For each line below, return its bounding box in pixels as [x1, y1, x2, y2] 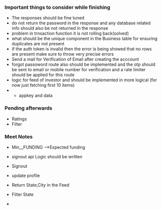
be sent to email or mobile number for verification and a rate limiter [11, 67, 146, 73]
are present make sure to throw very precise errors [11, 51, 114, 57]
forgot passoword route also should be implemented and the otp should [11, 61, 156, 67]
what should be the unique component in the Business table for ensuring [11, 36, 158, 41]
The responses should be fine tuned [11, 15, 85, 21]
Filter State [11, 191, 34, 197]
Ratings [11, 116, 27, 122]
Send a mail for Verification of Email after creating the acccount [11, 57, 139, 62]
